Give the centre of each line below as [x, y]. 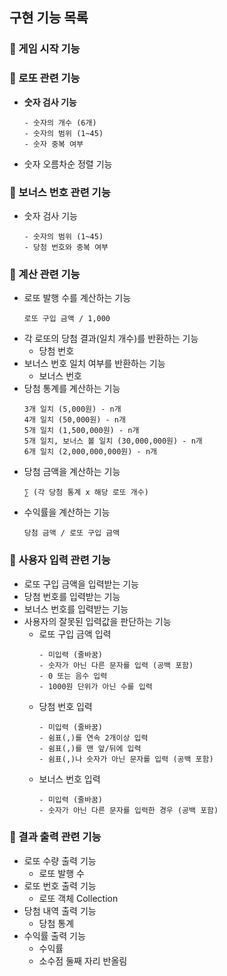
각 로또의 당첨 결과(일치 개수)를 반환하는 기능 [111, 339]
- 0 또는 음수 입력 [73, 676]
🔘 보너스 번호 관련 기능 [60, 192]
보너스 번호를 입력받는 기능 [76, 609]
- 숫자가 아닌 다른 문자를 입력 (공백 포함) [116, 665]
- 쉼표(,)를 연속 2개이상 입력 [93, 738]
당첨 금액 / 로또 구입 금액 [72, 533]
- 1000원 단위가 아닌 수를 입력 [95, 686]
